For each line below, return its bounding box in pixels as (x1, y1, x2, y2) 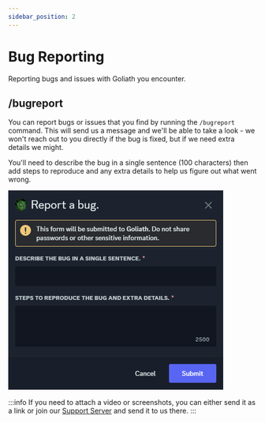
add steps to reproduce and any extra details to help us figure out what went (8, 167, 257, 176)
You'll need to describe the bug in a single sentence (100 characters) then (8, 158, 248, 167)
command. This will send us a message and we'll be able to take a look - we (8, 126, 256, 136)
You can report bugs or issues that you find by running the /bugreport (8, 118, 235, 127)
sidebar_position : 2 (8, 13, 77, 21)
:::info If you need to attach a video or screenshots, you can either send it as (8, 398, 256, 407)
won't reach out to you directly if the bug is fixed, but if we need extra (8, 134, 235, 144)
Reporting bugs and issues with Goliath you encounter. (8, 73, 187, 83)
